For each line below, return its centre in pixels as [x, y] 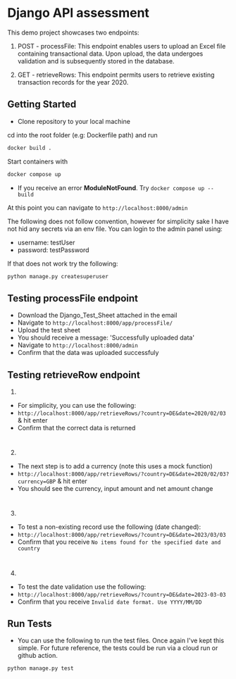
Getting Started [42, 105]
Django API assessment [79, 13]
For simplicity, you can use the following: [76, 405]
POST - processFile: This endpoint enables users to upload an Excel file [122, 46]
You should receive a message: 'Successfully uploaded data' [106, 338]
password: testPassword [53, 250]
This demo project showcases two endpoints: [73, 32]
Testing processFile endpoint [73, 298]
